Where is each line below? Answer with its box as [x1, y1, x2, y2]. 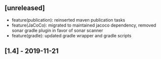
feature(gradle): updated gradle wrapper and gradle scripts [11, 32, 132, 38]
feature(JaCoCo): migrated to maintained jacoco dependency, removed [11, 22, 157, 28]
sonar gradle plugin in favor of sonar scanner [11, 27, 104, 33]
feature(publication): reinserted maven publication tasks [11, 17, 126, 23]
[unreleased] [4, 4, 45, 12]
